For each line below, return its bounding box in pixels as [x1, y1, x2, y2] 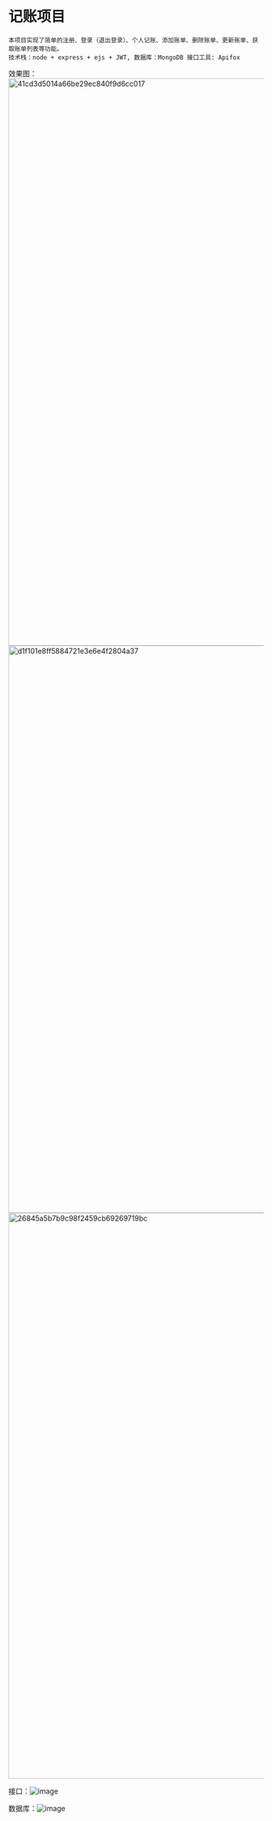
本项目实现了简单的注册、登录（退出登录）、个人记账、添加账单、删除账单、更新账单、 [8, 36, 253, 45]
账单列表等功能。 [14, 45, 63, 53]
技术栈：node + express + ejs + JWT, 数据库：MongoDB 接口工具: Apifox [8, 53, 240, 62]
